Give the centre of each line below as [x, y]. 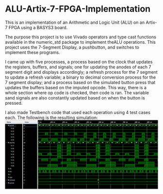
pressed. [14, 103]
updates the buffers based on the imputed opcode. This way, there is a [76, 87]
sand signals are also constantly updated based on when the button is [75, 97]
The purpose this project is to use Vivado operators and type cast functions [81, 37]
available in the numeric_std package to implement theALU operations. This [81, 42]
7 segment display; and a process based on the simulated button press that [80, 82]
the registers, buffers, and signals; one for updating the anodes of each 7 [78, 67]
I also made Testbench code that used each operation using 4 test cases [78, 112]
